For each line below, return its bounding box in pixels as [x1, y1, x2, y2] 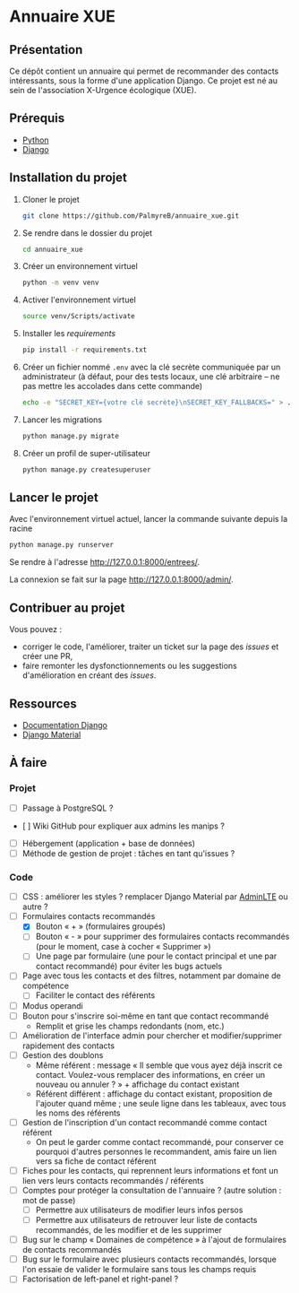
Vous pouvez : [9, 624, 63, 635]
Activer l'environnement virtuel [21, 294, 136, 306]
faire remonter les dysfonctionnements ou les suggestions [21, 661, 237, 672]
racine [9, 523, 33, 534]
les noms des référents [35, 1107, 121, 1118]
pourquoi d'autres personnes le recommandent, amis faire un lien [35, 1146, 278, 1157]
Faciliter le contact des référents [35, 990, 156, 1001]
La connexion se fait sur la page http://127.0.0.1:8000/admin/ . [9, 574, 235, 585]
